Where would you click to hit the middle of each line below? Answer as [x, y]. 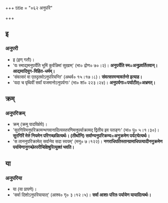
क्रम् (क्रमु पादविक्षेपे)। [30, 124]
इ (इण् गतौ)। [23, 60]
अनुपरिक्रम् [15, 113]
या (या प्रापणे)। [25, 189]
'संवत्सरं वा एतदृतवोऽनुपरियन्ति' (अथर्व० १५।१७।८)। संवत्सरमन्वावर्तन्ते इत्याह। [77, 77]
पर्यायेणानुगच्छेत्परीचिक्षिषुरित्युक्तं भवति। [44, 147]
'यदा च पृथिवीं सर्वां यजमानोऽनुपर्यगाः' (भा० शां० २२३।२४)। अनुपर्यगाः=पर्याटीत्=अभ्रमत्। [84, 82]
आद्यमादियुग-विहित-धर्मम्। [34, 71]
